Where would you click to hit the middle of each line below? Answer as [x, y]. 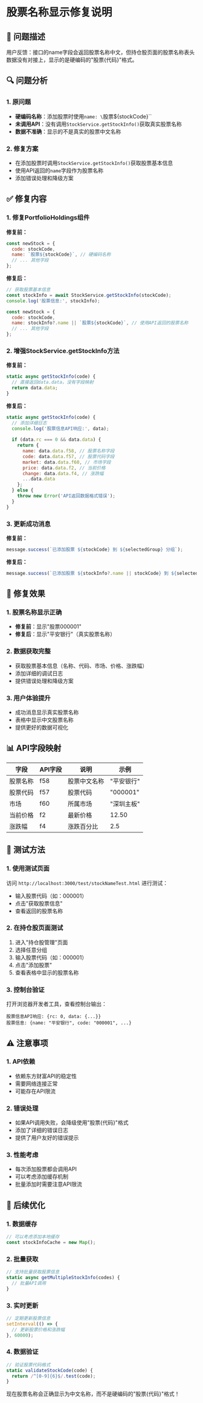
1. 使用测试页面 [28, 869]
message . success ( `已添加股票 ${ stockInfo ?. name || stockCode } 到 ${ [92, 573]
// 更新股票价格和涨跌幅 [38, 1330]
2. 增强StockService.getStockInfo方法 [63, 351]
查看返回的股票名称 [39, 911]
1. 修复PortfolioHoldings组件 [48, 218]
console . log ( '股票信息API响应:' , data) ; [60, 429]
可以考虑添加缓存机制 [41, 1177]
